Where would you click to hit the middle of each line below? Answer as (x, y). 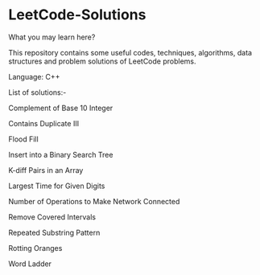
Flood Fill (23, 139)
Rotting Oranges (35, 248)
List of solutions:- (37, 92)
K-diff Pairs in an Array (46, 170)
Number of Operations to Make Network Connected (94, 201)
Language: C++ (34, 76)
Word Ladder (30, 264)
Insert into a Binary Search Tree (61, 154)
